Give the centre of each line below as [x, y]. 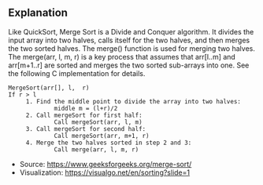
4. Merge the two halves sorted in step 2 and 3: [109, 143]
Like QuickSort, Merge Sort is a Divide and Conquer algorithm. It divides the [131, 31]
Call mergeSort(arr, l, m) [98, 122]
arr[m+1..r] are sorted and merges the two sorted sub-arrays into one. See [129, 65]
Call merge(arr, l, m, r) [96, 149]
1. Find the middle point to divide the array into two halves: [133, 101]
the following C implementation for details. [77, 73]
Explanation [38, 13]
